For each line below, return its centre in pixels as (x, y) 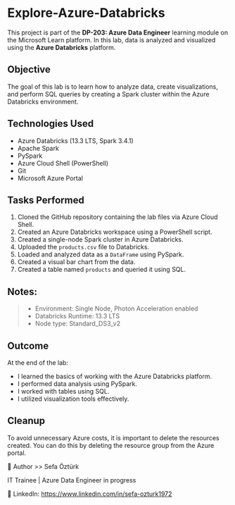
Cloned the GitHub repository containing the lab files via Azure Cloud (118, 217)
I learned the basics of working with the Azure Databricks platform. (115, 376)
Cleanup (26, 421)
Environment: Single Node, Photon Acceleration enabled (116, 308)
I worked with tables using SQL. (63, 391)
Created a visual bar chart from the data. (76, 262)
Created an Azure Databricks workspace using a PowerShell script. (115, 232)
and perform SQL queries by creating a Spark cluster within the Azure (108, 94)
